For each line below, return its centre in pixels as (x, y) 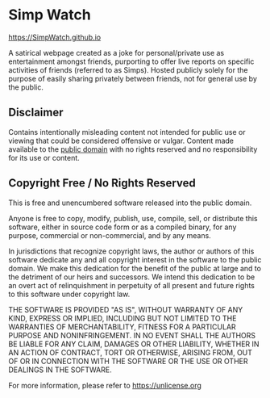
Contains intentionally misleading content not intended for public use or (127, 132)
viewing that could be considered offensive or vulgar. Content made (121, 140)
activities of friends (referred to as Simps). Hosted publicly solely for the (128, 69)
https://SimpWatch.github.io (55, 37)
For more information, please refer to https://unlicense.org (105, 385)
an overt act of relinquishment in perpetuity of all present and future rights (132, 285)
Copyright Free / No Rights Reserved (102, 183)
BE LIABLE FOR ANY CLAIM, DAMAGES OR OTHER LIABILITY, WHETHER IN (134, 344)
